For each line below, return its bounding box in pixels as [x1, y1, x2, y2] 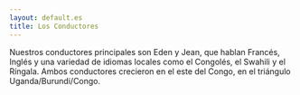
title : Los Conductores [9, 22, 99, 31]
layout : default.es [9, 13, 83, 23]
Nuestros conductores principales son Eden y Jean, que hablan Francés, [9, 46, 280, 57]
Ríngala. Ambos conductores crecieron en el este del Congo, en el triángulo [9, 65, 291, 77]
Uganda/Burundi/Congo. [9, 75, 101, 86]
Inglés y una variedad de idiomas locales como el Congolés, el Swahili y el [9, 56, 286, 67]
